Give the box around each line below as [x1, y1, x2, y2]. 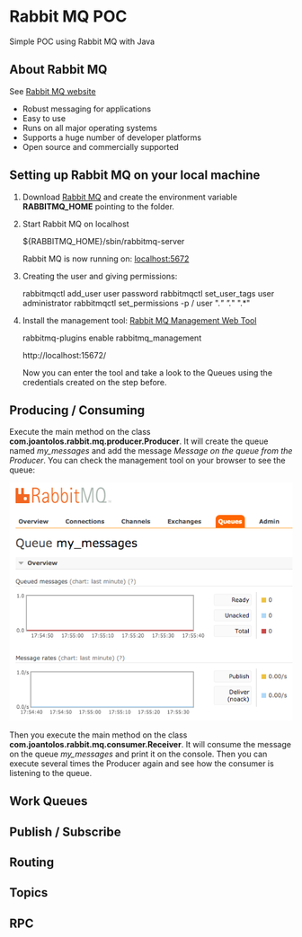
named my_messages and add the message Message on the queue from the [9, 446, 293, 456]
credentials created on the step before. [22, 376, 168, 387]
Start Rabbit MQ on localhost [22, 218, 129, 229]
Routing [9, 854, 55, 870]
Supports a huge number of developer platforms [22, 132, 202, 143]
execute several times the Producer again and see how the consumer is [9, 757, 274, 769]
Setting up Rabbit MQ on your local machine [9, 168, 261, 183]
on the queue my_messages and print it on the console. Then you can [9, 748, 268, 759]
